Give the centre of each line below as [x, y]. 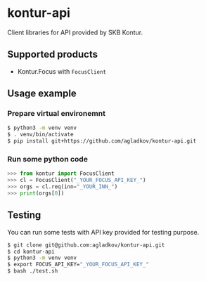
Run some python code [47, 159]
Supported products [53, 54]
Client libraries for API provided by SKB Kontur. [75, 32]
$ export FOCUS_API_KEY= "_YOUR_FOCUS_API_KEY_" [78, 265]
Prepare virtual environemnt [56, 114]
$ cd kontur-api [31, 251]
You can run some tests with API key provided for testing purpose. [103, 232]
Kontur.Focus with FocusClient [62, 71]
